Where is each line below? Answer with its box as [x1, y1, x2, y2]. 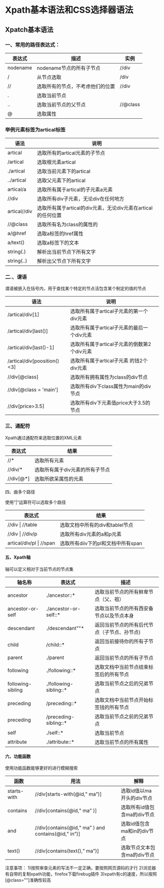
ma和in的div [121, 828, 149, 835]
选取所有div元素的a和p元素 [60, 531, 122, 538]
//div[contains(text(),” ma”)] [35, 847, 99, 854]
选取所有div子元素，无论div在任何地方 [37, 195, 124, 202]
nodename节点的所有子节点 [36, 65, 101, 71]
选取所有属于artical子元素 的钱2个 [70, 357, 148, 364]
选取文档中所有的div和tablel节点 [60, 521, 133, 528]
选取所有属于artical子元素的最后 [70, 325, 143, 331]
